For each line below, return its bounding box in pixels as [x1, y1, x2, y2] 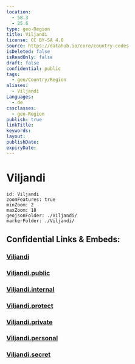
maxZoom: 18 [6, 207, 36, 213]
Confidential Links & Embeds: [6, 234, 120, 244]
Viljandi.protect [6, 301, 54, 310]
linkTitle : [6, 122, 34, 128]
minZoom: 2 [6, 201, 34, 208]
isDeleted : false [6, 49, 50, 55]
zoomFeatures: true [6, 196, 56, 203]
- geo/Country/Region [12, 77, 67, 83]
